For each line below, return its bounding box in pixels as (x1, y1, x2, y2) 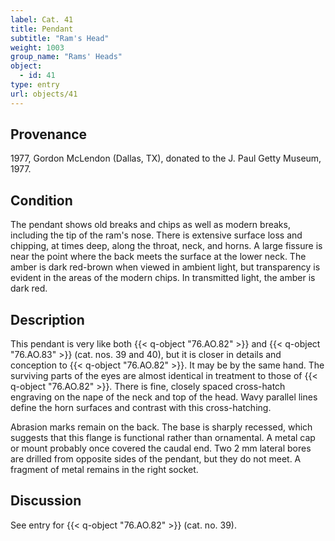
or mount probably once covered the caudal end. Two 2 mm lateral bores (10, 442, 312, 455)
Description (10, 311, 85, 328)
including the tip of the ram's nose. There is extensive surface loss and (10, 229, 303, 241)
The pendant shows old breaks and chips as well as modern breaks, (10, 219, 291, 231)
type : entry (10, 80, 60, 90)
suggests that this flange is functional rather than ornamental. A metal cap (10, 432, 316, 444)
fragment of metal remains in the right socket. (10, 464, 199, 476)
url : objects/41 (10, 89, 78, 99)
